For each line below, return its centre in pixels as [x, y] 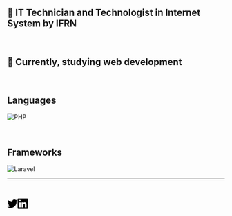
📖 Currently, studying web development [95, 62]
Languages [32, 101]
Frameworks [35, 152]
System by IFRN [42, 24]
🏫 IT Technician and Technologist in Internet [104, 13]
